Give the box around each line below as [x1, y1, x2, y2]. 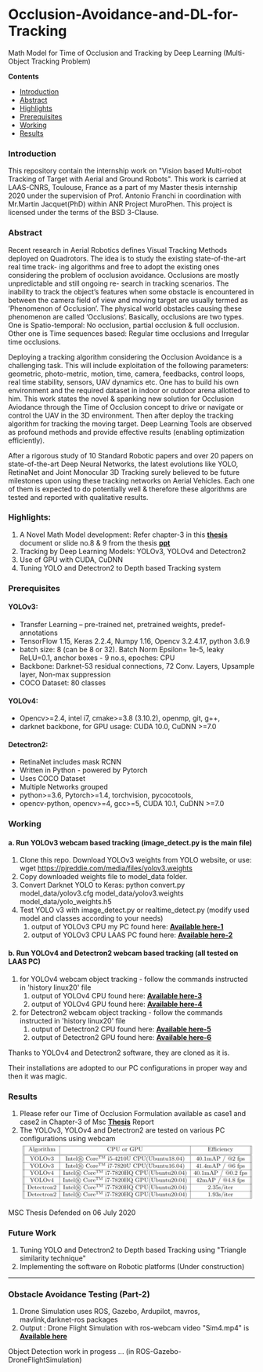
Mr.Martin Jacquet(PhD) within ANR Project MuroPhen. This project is [8, 199, 232, 209]
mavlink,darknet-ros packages [19, 1315, 119, 1324]
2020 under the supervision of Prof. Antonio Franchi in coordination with [8, 191, 242, 201]
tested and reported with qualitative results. [8, 492, 149, 502]
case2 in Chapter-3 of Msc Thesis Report [19, 1117, 154, 1126]
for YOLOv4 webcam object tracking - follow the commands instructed [19, 974, 248, 983]
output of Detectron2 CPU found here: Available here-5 [31, 1024, 211, 1034]
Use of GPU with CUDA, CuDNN [19, 555, 124, 564]
